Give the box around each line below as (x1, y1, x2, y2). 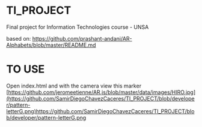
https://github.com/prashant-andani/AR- (32, 35, 132, 42)
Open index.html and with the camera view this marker (6, 82, 142, 89)
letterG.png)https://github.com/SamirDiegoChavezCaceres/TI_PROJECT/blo (6, 107, 195, 114)
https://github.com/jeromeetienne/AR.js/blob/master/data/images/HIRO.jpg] (8, 88, 196, 96)
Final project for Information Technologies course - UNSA (6, 23, 149, 31)
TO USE (6, 62, 45, 76)
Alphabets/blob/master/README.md (6, 41, 96, 49)
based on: (6, 35, 31, 42)
